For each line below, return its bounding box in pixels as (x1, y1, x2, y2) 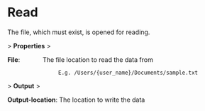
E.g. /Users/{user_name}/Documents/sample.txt (57, 69, 199, 76)
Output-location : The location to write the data (7, 95, 145, 104)
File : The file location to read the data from (7, 55, 154, 64)
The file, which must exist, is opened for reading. (7, 28, 150, 36)
